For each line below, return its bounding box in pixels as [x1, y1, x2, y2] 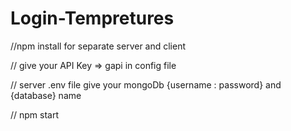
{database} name [10, 89, 82, 101]
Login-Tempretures [10, 7, 175, 30]
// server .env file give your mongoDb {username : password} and [10, 78, 282, 91]
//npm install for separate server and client [10, 40, 187, 52]
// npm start [10, 108, 60, 121]
